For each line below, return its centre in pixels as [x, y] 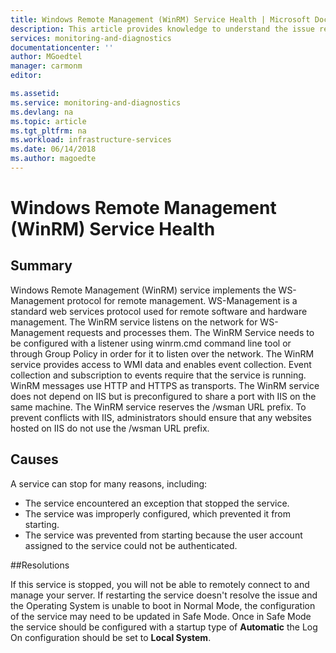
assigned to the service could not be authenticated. [131, 545]
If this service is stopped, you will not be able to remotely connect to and [160, 584]
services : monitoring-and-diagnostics [91, 38]
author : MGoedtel [46, 57]
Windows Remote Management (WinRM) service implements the [143, 290]
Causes [34, 459]
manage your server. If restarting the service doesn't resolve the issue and [164, 595]
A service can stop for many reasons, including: [109, 483]
